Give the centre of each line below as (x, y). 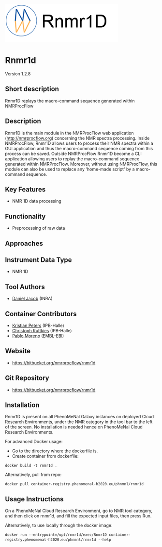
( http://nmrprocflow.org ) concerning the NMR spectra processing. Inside (77, 138)
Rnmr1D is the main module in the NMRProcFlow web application (69, 133)
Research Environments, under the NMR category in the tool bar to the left (79, 422)
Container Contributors (41, 314)
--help (104, 540)
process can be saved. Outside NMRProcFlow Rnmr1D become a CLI (73, 154)
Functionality (25, 216)
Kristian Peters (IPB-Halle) (38, 325)
